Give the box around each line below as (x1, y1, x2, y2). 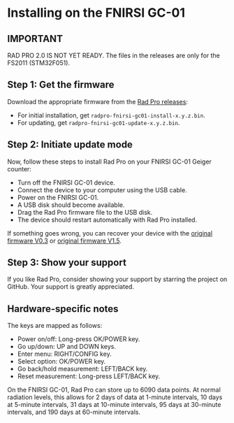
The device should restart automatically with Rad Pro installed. (17, 215, 198, 224)
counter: (7, 164, 31, 173)
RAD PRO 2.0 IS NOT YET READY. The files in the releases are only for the (7, 51, 220, 59)
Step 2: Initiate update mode (7, 138, 133, 151)
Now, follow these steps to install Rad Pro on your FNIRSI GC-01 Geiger (7, 157, 212, 166)
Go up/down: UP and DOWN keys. (17, 343, 117, 351)
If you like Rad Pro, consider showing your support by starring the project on (7, 275, 228, 284)
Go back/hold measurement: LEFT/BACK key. (17, 365, 148, 373)
